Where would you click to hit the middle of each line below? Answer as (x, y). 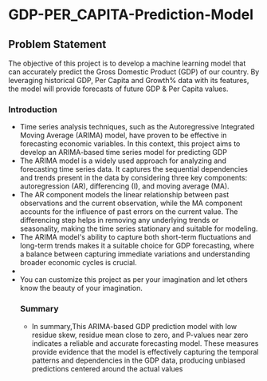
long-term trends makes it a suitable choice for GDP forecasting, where (137, 246)
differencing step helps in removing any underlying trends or (119, 220)
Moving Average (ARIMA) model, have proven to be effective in (123, 135)
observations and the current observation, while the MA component (131, 203)
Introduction (33, 109)
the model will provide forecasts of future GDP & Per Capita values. (118, 89)
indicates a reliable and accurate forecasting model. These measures (145, 343)
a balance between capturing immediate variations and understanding (135, 254)
